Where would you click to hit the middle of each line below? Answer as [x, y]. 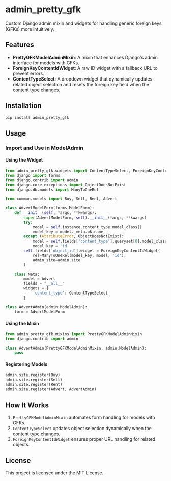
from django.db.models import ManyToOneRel [52, 190]
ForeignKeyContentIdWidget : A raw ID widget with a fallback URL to [85, 68]
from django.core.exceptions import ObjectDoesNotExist [66, 185]
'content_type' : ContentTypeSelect [70, 293]
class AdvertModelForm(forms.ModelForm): [50, 208]
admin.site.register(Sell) [34, 380]
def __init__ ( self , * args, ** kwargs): [55, 213]
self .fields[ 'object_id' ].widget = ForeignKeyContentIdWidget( [92, 251]
